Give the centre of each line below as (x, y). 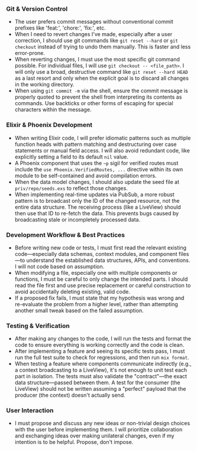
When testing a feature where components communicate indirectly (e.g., (103, 364)
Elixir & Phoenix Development (49, 125)
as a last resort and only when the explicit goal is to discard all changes (102, 78)
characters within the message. (53, 110)
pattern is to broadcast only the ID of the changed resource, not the (97, 200)
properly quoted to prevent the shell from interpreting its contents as (98, 97)
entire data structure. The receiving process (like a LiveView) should (98, 207)
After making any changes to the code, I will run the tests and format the (103, 339)
